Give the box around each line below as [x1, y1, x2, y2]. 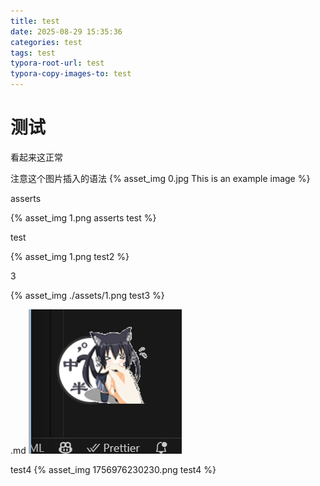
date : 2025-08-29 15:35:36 [10, 26, 123, 37]
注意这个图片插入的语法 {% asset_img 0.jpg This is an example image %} [10, 172, 311, 184]
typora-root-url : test [10, 58, 105, 69]
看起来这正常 [10, 151, 63, 163]
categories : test [10, 37, 83, 47]
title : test [10, 16, 60, 26]
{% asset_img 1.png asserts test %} [10, 211, 157, 224]
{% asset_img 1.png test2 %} [10, 250, 130, 262]
